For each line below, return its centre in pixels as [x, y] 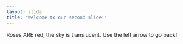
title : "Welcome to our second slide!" [57, 17]
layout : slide [24, 12]
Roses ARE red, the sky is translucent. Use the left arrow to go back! [92, 34]
